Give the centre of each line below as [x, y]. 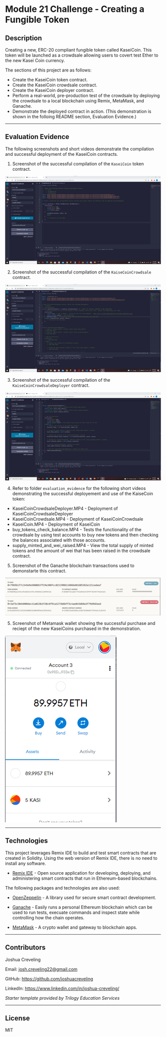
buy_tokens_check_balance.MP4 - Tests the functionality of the [77, 529]
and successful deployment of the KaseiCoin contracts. [62, 154]
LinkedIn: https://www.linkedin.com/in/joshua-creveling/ [62, 988]
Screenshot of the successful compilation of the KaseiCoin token [78, 164]
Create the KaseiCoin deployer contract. [53, 90]
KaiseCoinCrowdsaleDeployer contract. [51, 385]
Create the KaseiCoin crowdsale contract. [55, 85]
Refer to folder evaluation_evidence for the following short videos [79, 488]
